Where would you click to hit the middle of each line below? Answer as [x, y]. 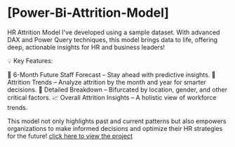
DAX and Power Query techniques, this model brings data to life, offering [113, 39]
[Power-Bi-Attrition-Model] [88, 13]
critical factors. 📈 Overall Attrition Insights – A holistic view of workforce [112, 97]
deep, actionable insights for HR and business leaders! [86, 47]
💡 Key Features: [30, 60]
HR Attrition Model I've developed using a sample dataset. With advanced [114, 32]
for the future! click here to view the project [70, 136]
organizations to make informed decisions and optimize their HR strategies [115, 128]
